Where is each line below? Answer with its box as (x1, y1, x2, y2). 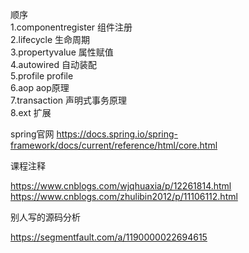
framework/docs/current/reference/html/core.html (10, 139, 218, 151)
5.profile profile (10, 70, 74, 82)
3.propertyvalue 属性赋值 (10, 46, 114, 58)
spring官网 (10, 128, 55, 140)
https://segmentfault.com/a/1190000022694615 (10, 231, 208, 243)
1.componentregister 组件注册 (10, 21, 133, 33)
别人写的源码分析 (10, 211, 81, 223)
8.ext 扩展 (10, 107, 52, 118)
